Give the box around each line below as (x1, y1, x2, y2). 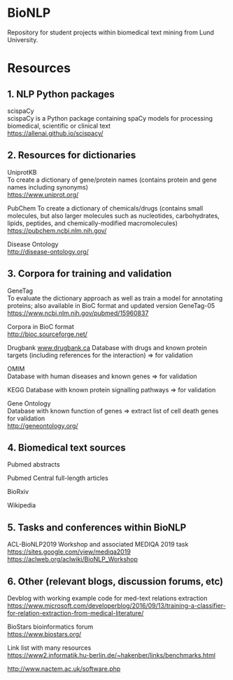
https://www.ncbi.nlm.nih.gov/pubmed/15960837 (7, 309, 149, 317)
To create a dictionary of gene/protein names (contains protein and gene (7, 175, 217, 184)
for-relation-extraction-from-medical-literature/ (7, 609, 144, 617)
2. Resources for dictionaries (7, 149, 136, 161)
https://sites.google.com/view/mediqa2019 (7, 547, 131, 556)
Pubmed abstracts (7, 460, 61, 469)
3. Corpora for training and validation (7, 268, 172, 280)
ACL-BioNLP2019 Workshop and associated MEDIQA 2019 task (7, 540, 189, 549)
